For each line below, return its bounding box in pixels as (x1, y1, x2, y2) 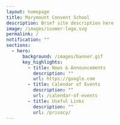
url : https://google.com (32, 76, 95, 82)
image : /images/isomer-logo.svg (6, 25, 87, 32)
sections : (6, 43, 31, 49)
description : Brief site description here (6, 20, 114, 26)
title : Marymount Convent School (6, 14, 90, 20)
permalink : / (6, 31, 39, 37)
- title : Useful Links (28, 98, 85, 104)
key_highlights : (22, 59, 63, 65)
